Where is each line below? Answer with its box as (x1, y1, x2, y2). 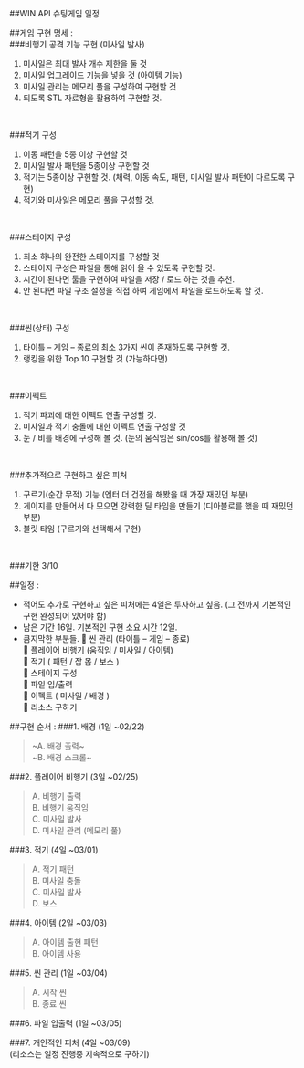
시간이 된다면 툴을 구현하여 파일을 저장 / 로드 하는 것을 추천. (22, 274, 236, 285)
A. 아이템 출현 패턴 (31, 937, 99, 948)
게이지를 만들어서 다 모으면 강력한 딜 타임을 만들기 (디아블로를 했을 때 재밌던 (22, 500, 294, 511)
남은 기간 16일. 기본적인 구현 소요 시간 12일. (22, 622, 178, 633)
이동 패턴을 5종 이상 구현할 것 (22, 149, 128, 160)
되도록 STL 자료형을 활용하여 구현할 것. (22, 92, 162, 103)
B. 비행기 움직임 (31, 802, 89, 812)
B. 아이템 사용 (31, 948, 82, 958)
